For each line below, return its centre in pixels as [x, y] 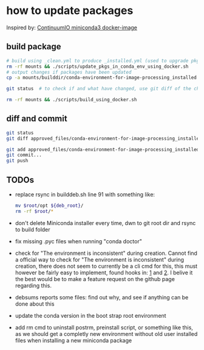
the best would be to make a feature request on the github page [95, 279]
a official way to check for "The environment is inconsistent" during [99, 259]
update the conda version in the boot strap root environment [90, 315]
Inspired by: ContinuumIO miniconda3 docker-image [72, 27]
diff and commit [37, 119]
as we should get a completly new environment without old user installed [106, 334]
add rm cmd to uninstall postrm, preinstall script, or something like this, [104, 327]
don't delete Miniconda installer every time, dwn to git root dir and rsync [105, 223]
